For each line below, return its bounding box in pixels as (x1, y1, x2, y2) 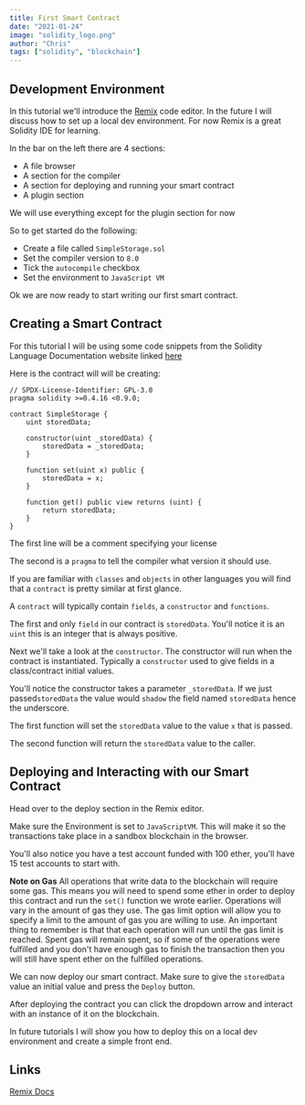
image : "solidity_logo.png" (9, 30, 117, 39)
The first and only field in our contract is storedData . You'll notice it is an (9, 618, 285, 629)
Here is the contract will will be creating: (9, 368, 162, 379)
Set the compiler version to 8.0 (22, 252, 140, 263)
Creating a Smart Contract (9, 316, 163, 332)
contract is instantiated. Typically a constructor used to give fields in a (9, 655, 275, 666)
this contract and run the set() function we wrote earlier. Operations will (9, 895, 281, 906)
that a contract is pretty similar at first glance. (9, 583, 183, 594)
